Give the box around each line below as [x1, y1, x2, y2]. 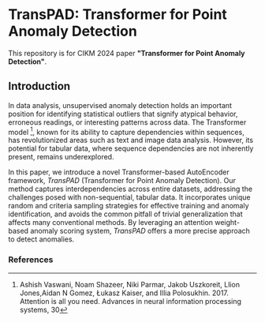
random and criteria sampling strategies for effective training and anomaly [8, 201, 249, 211]
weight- [214, 218, 241, 227]
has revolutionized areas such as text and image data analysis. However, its [8, 136, 254, 145]
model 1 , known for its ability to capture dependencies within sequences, [8, 125, 244, 137]
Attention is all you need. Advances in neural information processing [19, 296, 242, 305]
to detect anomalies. [8, 234, 75, 244]
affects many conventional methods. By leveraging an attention [8, 218, 214, 227]
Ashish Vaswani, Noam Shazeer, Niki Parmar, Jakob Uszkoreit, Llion [19, 279, 241, 289]
